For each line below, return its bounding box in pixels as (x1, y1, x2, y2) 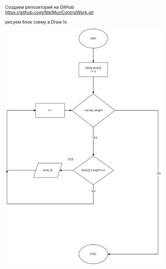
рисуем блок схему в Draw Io (5, 19, 67, 25)
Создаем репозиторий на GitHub (5, 4, 74, 10)
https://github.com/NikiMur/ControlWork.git (5, 9, 94, 15)
